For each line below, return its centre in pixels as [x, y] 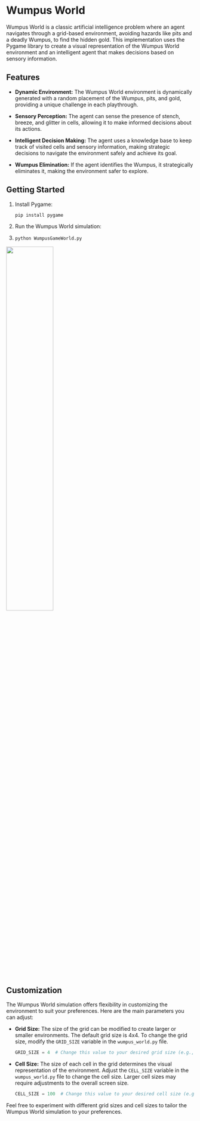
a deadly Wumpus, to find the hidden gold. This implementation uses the [96, 39]
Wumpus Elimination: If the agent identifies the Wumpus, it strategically [104, 164]
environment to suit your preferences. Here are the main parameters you [95, 1011]
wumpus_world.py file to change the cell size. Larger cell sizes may [95, 1077]
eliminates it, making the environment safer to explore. [82, 171]
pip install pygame [39, 215]
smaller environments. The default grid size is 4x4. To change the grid [101, 1035]
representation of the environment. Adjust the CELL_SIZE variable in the [102, 1070]
